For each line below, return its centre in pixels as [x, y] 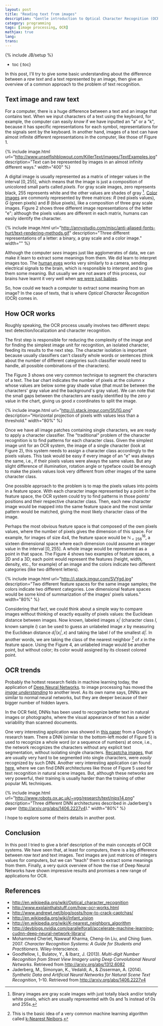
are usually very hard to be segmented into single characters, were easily [78, 757]
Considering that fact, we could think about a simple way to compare [74, 609]
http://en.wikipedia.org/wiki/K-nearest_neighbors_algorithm [71, 923]
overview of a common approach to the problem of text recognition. [73, 84]
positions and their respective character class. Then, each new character [78, 501]
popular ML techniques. [29, 783]
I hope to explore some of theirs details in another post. [60, 818]
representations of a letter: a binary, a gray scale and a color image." [73, 238]
